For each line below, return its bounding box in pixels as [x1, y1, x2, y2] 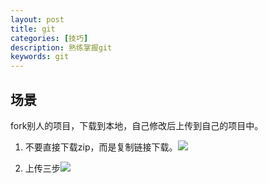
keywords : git [10, 52, 70, 62]
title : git [10, 24, 56, 34]
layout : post [10, 14, 65, 25]
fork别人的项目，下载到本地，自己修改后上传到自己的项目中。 [10, 119, 264, 131]
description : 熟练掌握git [10, 42, 113, 53]
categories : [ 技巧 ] [10, 33, 89, 43]
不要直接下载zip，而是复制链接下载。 [24, 141, 178, 153]
